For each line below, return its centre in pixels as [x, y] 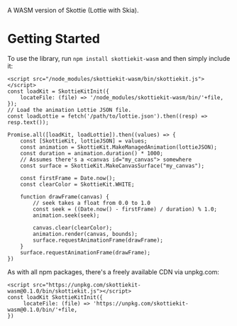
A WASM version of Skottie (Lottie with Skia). [73, 10]
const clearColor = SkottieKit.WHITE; [77, 184]
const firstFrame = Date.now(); [68, 178]
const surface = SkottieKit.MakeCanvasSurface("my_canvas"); [112, 166]
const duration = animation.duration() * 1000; [92, 153]
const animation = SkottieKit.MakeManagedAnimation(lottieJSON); [119, 147]
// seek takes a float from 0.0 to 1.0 [92, 203]
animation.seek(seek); [66, 215]
